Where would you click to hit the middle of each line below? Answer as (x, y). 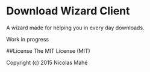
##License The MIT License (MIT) (48, 51)
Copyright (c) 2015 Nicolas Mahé (47, 62)
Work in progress (28, 39)
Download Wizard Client (68, 11)
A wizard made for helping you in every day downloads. (75, 28)
